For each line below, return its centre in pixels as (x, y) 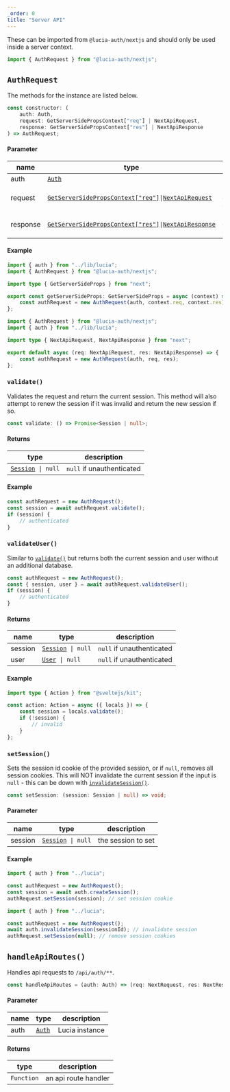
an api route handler (78, 1078)
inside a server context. (40, 47)
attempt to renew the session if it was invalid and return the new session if (112, 403)
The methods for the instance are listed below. (73, 95)
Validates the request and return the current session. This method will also (112, 396)
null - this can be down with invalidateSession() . (78, 782)
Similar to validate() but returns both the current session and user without (113, 558)
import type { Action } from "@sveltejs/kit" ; (75, 693)
